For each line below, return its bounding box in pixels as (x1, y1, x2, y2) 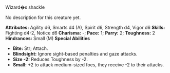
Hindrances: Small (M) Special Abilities (5, 35, 90, 41)
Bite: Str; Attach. (12, 45, 48, 51)
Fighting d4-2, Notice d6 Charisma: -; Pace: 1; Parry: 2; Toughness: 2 (5, 30, 155, 36)
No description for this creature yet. (5, 14, 81, 21)
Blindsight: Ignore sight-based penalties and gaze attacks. (12, 51, 138, 57)
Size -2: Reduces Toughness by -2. (12, 56, 88, 62)
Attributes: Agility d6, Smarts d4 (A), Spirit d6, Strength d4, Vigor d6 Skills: (5, 25, 165, 30)
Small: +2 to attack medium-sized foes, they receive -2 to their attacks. (12, 62, 164, 68)
